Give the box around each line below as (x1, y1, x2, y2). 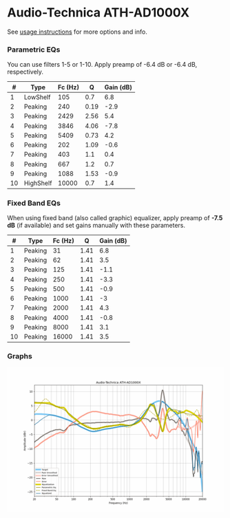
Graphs (7, 352, 32, 361)
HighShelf (23, 179, 52, 187)
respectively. (7, 67, 43, 76)
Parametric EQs (7, 45, 61, 54)
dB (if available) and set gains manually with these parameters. (7, 222, 186, 230)
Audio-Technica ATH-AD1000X (7, 5, 190, 21)
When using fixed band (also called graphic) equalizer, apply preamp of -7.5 (7, 214, 223, 222)
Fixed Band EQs (7, 198, 61, 208)
